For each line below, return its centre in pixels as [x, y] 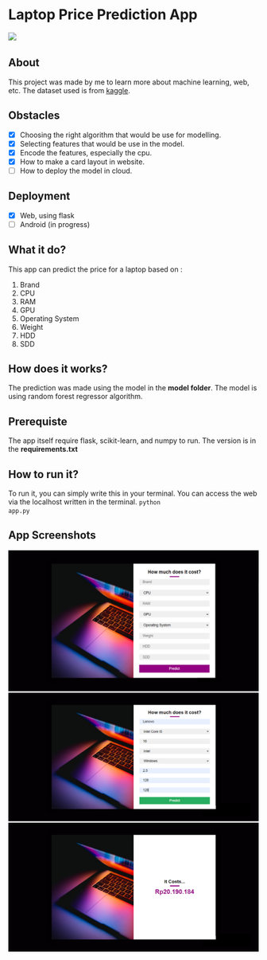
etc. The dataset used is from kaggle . [70, 90]
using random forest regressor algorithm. [75, 397]
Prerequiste [38, 421]
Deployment [39, 196]
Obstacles [34, 116]
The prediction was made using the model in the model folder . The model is [133, 388]
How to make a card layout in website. [82, 162]
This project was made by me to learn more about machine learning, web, [129, 82]
